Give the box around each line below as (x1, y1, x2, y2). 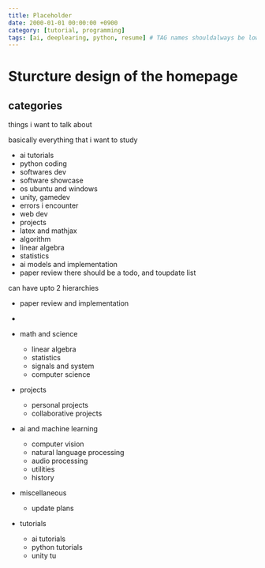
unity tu (31, 551, 57, 561)
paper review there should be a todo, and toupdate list (19, 268, 196, 277)
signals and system (31, 361, 95, 371)
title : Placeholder (8, 11, 73, 20)
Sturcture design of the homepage (8, 68, 238, 85)
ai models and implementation (19, 260, 118, 269)
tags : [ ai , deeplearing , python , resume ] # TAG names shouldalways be (8, 33, 245, 42)
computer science (31, 370, 91, 379)
